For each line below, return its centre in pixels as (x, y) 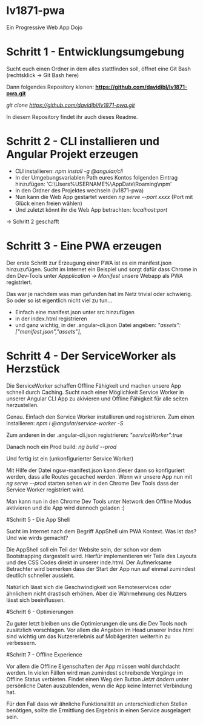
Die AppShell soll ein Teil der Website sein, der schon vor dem (84, 549)
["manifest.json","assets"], (48, 331)
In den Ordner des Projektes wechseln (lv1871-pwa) (79, 190)
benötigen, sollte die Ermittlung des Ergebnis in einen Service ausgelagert (98, 710)
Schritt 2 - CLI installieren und (83, 142)
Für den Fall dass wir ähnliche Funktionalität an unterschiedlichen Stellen (97, 704)
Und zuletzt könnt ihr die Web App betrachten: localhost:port (91, 209)
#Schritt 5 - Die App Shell (38, 519)
